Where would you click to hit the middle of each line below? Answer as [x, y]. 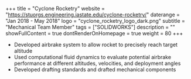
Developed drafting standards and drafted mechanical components [95, 69]
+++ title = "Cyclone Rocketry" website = [55, 8]
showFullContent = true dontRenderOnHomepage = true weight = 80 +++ [94, 33]
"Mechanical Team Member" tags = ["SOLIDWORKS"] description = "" [90, 27]
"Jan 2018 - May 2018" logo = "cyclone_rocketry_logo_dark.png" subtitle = [95, 21]
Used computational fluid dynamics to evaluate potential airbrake [92, 57]
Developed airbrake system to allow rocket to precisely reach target [96, 44]
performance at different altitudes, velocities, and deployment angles [97, 63]
